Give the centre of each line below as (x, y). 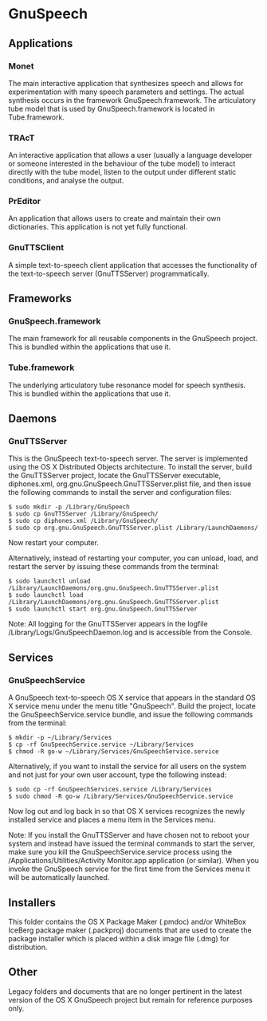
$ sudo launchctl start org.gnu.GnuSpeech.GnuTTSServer (103, 609)
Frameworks (40, 298)
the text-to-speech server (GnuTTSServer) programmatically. (109, 273)
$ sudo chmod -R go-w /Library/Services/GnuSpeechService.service (121, 797)
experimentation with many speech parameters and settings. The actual (126, 92)
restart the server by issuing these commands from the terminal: (114, 567)
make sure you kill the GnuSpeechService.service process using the (120, 852)
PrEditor (25, 202)
